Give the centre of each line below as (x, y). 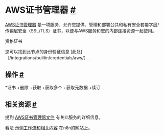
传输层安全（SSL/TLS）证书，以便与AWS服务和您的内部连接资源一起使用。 (81, 30)
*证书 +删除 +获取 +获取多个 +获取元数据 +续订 (53, 87)
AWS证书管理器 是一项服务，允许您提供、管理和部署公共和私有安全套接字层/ (82, 25)
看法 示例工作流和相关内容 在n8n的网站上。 (49, 128)
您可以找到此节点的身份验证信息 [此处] (44, 52)
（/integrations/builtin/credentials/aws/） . (48, 57)
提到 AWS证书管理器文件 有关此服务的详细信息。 (54, 117)
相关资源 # (21, 104)
